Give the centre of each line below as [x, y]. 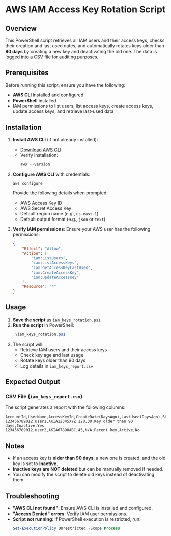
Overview [21, 28]
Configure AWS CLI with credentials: [51, 174]
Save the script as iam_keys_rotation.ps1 [56, 320]
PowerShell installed [34, 100]
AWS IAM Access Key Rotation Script [85, 9]
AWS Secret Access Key [46, 208]
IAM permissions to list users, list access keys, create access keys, [83, 106]
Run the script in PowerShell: [44, 325]
